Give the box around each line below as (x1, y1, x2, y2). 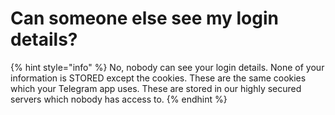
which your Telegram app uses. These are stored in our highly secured (10, 82, 302, 94)
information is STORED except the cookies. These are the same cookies (10, 72, 307, 84)
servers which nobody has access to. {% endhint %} (10, 93, 228, 105)
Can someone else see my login (10, 7, 279, 30)
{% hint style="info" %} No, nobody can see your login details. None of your (10, 61, 325, 73)
